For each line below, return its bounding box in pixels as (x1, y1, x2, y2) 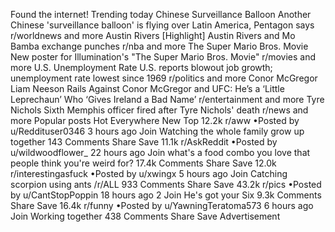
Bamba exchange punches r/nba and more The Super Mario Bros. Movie (10, 40, 309, 52)
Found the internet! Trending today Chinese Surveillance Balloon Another (10, 9, 312, 20)
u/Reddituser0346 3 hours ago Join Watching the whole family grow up (10, 125, 305, 137)
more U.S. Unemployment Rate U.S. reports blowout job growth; (10, 62, 273, 73)
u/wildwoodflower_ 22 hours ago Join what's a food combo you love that (10, 147, 311, 158)
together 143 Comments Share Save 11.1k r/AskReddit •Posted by (10, 136, 278, 148)
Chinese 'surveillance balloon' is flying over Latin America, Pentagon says (10, 19, 315, 31)
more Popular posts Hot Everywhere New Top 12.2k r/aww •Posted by (10, 115, 300, 126)
